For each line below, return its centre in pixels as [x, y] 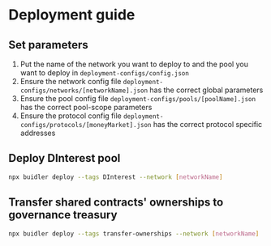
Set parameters [48, 45]
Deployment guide [72, 15]
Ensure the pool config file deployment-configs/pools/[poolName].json [138, 98]
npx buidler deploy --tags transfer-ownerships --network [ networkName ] [134, 233]
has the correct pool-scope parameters [86, 107]
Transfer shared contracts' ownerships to [116, 203]
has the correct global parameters [206, 90]
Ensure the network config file [71, 81]
